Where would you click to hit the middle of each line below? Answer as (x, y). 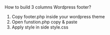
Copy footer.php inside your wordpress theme (58, 17)
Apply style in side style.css (40, 27)
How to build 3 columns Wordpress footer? (48, 7)
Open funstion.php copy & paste (44, 22)
